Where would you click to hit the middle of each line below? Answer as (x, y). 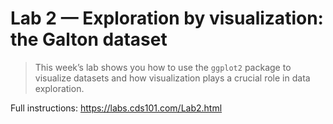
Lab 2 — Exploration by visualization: (167, 18)
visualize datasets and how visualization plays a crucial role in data (172, 78)
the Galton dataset (89, 39)
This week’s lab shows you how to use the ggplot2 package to (163, 67)
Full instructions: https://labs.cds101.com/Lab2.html (116, 108)
